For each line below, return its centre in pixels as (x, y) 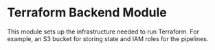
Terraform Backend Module (87, 13)
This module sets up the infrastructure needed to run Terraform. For (103, 32)
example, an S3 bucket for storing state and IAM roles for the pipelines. (108, 38)
